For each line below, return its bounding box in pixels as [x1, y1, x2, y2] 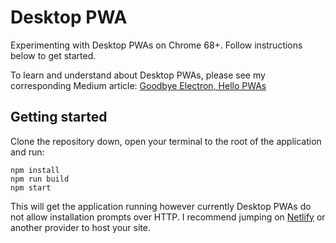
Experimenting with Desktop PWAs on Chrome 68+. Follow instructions [10, 39, 303, 51]
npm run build [10, 174, 70, 184]
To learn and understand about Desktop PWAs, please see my [10, 69, 266, 81]
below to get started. [10, 49, 97, 61]
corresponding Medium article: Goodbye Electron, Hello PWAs [10, 79, 267, 91]
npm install [10, 165, 60, 175]
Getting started [10, 109, 108, 126]
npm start [10, 182, 52, 193]
